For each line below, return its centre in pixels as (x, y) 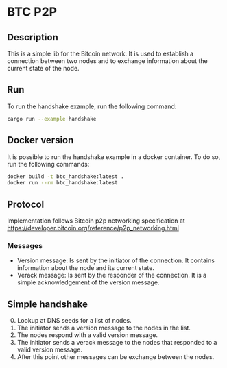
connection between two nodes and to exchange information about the (107, 61)
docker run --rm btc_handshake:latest (62, 183)
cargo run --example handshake (52, 119)
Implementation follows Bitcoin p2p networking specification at (96, 221)
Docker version (40, 140)
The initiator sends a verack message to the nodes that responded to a (117, 343)
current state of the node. (44, 68)
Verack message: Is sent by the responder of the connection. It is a (112, 275)
